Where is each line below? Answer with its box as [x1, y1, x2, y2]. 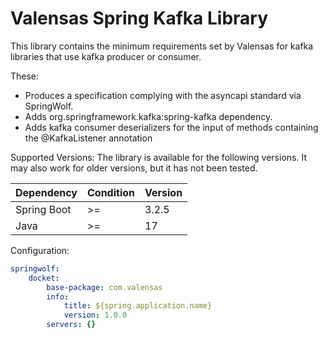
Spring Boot [15, 202, 72, 216]
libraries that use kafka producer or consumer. [10, 50, 202, 62]
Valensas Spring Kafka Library [10, 7, 269, 30]
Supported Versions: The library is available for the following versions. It [10, 151, 307, 163]
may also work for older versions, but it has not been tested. [10, 162, 258, 174]
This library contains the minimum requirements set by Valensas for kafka [10, 40, 314, 52]
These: [10, 70, 40, 82]
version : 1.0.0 [63, 310, 128, 321]
